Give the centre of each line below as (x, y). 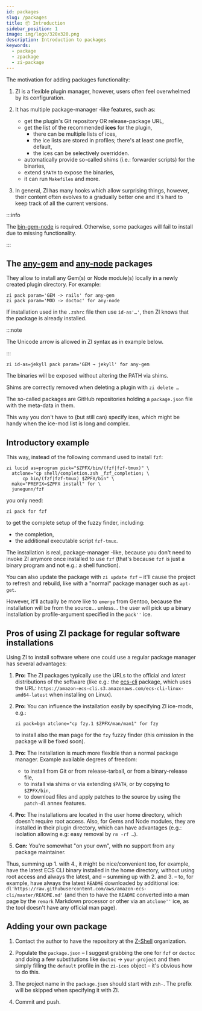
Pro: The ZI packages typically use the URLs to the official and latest (100, 675)
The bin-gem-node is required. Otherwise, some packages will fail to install (99, 226)
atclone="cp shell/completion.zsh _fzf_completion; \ (80, 474)
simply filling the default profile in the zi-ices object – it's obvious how (104, 965)
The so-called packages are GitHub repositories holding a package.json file (99, 399)
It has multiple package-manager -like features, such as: (85, 109)
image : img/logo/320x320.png (43, 34)
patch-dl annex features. (55, 803)
